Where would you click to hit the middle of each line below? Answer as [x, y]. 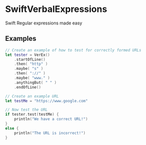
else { [12, 128]
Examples [21, 39]
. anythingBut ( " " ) [35, 82]
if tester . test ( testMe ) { [32, 115]
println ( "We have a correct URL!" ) [51, 119]
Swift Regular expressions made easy [44, 23]
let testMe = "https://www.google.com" [47, 101]
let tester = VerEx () [28, 55]
